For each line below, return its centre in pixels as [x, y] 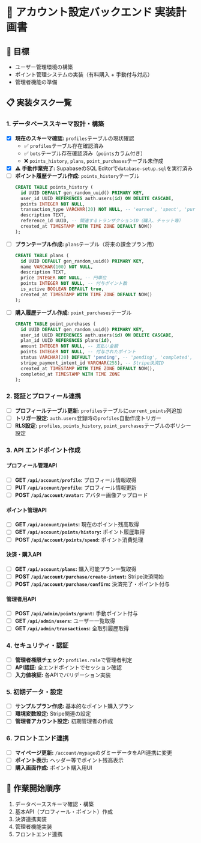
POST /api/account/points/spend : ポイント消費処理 [79, 540]
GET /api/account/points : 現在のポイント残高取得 [77, 525]
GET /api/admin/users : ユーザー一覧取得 [65, 621]
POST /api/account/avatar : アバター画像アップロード [81, 495]
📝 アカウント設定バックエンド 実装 [91, 12]
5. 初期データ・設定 [34, 692]
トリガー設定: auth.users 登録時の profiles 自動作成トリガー [88, 418]
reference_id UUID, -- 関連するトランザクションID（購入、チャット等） [102, 221]
